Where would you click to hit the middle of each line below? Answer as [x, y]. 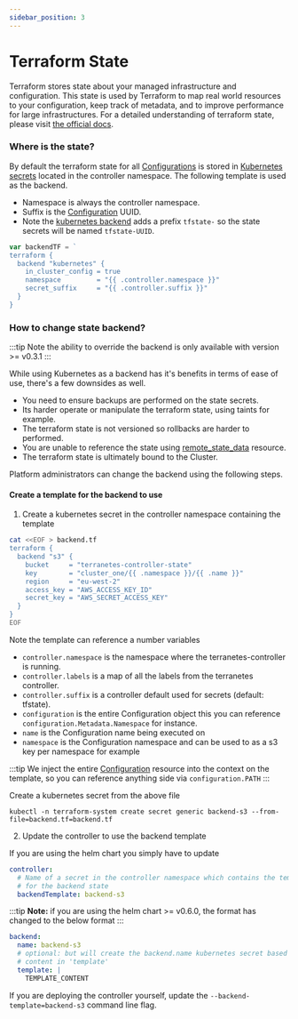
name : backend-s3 [49, 945]
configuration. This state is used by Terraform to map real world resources [145, 95]
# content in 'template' [63, 962]
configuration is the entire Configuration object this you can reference [151, 713]
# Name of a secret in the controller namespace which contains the [146, 878]
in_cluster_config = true [73, 272]
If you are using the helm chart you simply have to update [114, 853]
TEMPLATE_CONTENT [57, 978]
